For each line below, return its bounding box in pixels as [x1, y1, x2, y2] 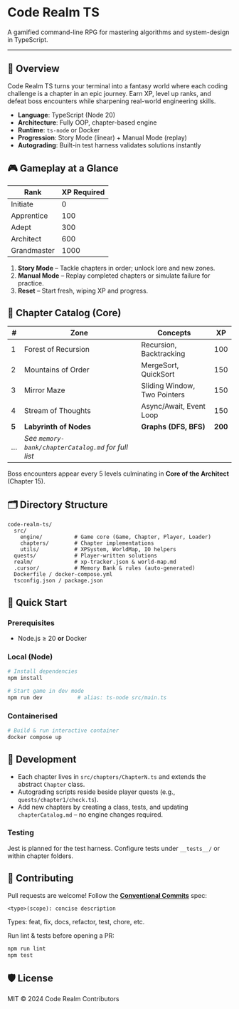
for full [106, 442, 128, 452]
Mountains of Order [23, 365, 90, 375]
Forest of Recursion [23, 345, 90, 355]
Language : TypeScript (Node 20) [17, 110, 116, 119]
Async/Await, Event [141, 402, 206, 412]
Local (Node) [7, 652, 53, 662]
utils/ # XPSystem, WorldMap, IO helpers [20, 546, 176, 553]
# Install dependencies [7, 668, 78, 675]
